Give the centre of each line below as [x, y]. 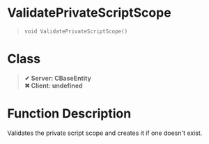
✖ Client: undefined [53, 86]
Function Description [69, 114]
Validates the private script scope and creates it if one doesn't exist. [105, 133]
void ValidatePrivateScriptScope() [76, 31]
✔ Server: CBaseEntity [58, 78]
